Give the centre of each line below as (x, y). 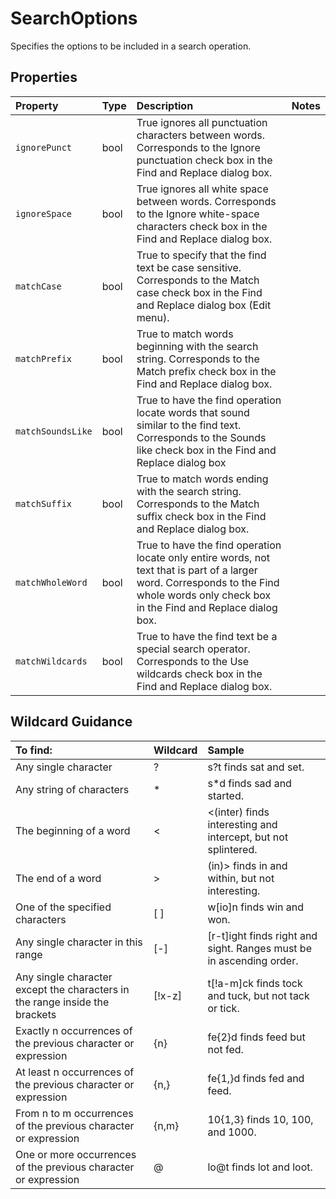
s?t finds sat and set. (256, 767)
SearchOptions (74, 18)
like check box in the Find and (206, 450)
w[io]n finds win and (256, 907)
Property (37, 105)
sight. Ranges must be (259, 948)
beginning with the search (197, 346)
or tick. (223, 1008)
